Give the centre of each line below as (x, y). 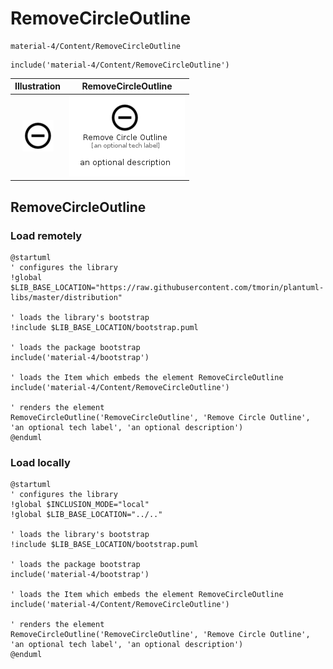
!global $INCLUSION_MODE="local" (80, 505)
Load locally (40, 462)
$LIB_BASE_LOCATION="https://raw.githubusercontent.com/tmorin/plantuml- (167, 287)
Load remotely (46, 235)
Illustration (38, 86)
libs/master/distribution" (66, 297)
